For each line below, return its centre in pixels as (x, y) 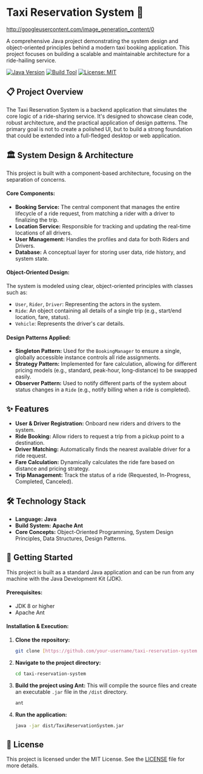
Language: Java (36, 519)
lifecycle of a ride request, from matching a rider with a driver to (95, 213)
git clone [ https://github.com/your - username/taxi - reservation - (98, 651)
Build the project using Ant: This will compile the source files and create (106, 685)
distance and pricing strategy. (52, 468)
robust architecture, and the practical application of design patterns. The (97, 122)
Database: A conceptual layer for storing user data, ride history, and (100, 252)
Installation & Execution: (38, 626)
